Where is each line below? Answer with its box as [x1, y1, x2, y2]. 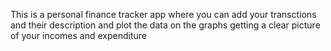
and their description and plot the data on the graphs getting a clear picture [10, 19, 321, 31]
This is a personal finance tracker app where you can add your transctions [10, 9, 317, 20]
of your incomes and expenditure [10, 30, 147, 41]
